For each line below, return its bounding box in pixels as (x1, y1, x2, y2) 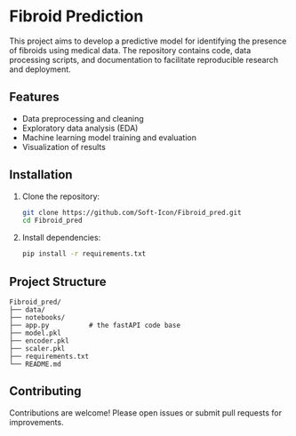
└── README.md (9, 360, 62, 369)
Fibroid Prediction (9, 6, 144, 27)
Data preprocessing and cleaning (21, 113, 144, 123)
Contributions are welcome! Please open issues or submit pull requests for (9, 407, 283, 418)
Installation (9, 167, 73, 183)
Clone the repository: (21, 191, 100, 202)
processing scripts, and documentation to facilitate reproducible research (9, 54, 278, 65)
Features (9, 90, 60, 105)
